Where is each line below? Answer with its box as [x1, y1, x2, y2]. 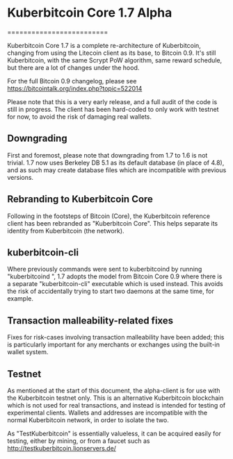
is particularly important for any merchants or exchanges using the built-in [7, 340, 220, 349]
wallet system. [7, 348, 49, 356]
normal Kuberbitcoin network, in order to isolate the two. [7, 416, 169, 424]
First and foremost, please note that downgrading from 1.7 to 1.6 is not [7, 151, 208, 159]
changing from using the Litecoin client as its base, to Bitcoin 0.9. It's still [7, 49, 216, 57]
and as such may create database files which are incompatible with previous [7, 165, 227, 174]
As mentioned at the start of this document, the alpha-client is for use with [7, 387, 220, 394]
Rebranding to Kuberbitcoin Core [7, 193, 153, 206]
